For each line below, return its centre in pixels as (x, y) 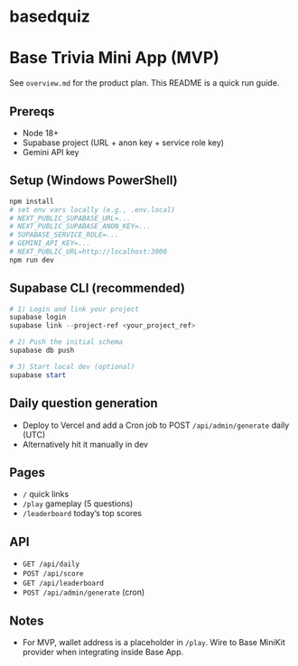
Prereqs (32, 111)
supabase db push (42, 351)
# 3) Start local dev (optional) (72, 366)
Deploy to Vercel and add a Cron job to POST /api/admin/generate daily (156, 425)
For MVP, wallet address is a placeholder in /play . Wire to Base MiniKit (154, 642)
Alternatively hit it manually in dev (85, 444)
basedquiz (50, 17)
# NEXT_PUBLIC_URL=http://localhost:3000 (88, 252)
